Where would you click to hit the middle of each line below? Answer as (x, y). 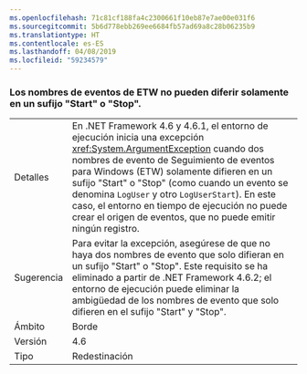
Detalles (32, 177)
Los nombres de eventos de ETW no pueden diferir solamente (149, 92)
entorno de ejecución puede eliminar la (155, 289)
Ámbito (30, 327)
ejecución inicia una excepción (138, 138)
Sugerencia (39, 277)
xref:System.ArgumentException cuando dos (168, 149)
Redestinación (102, 357)
